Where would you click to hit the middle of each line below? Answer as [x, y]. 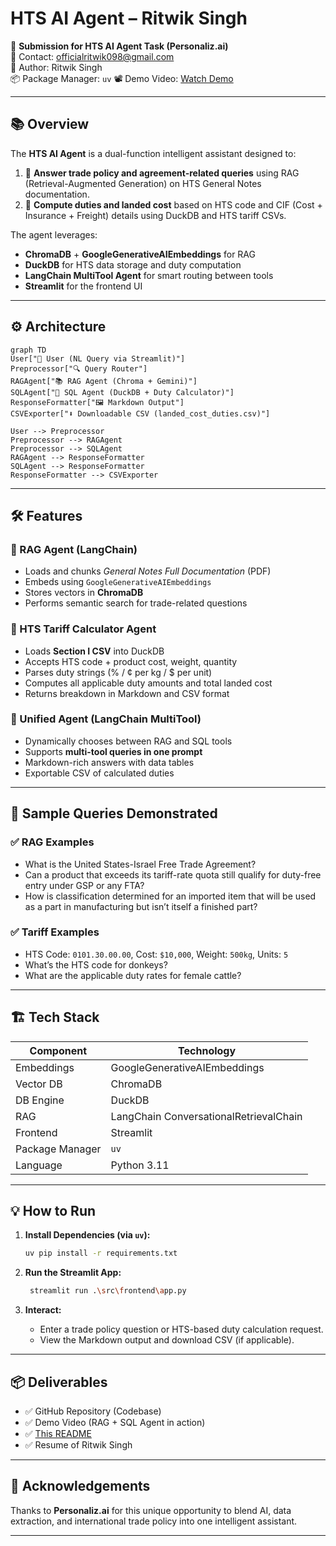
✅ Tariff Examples [55, 932]
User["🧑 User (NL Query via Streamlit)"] [98, 358]
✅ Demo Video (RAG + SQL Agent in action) [115, 1423]
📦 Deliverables [59, 1382]
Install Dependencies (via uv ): [87, 1235]
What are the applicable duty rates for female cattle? [133, 975]
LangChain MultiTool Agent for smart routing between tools [149, 275]
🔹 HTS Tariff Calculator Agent [83, 629]
